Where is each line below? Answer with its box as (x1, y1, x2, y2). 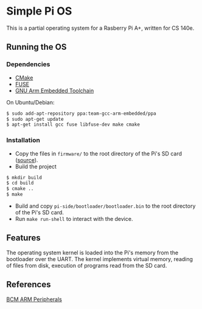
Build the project (15, 163, 57, 170)
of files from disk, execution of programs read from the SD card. (6, 262, 167, 269)
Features (6, 233, 41, 243)
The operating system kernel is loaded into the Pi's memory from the (6, 249, 178, 256)
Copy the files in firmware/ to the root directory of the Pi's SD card (15, 150, 183, 157)
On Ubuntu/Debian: (6, 98, 55, 106)
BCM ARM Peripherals (6, 296, 62, 303)
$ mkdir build (6, 174, 43, 180)
